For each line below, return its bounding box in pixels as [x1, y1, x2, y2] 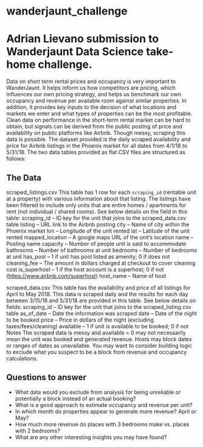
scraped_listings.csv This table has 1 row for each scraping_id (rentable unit [6, 188, 197, 196]
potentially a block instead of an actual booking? [15, 395, 136, 402]
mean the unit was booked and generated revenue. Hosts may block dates [6, 335, 192, 343]
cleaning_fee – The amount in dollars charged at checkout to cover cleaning [6, 259, 196, 267]
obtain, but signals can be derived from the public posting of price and [6, 123, 183, 130]
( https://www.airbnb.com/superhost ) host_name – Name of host [6, 272, 167, 279]
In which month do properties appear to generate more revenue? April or [15, 408, 197, 415]
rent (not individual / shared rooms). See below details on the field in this [6, 208, 188, 215]
